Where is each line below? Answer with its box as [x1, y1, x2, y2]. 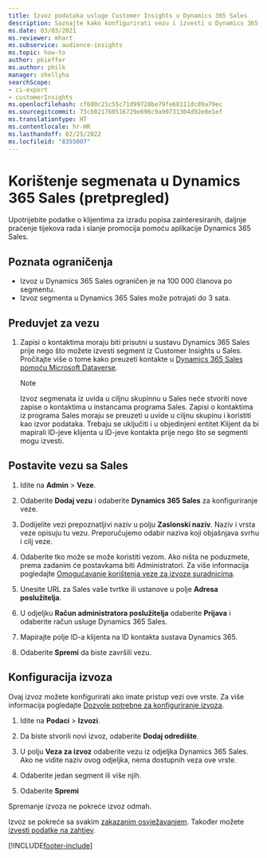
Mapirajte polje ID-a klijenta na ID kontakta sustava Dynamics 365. [19, 632, 238, 641]
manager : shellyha [8, 71, 69, 79]
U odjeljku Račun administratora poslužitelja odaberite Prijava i [19, 608, 231, 617]
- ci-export [8, 85, 48, 94]
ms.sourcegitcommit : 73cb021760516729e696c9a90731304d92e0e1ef [8, 108, 223, 116]
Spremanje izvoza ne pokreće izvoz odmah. [8, 801, 152, 811]
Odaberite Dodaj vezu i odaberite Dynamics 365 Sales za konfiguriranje [19, 496, 258, 505]
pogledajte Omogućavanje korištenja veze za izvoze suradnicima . [19, 569, 235, 578]
